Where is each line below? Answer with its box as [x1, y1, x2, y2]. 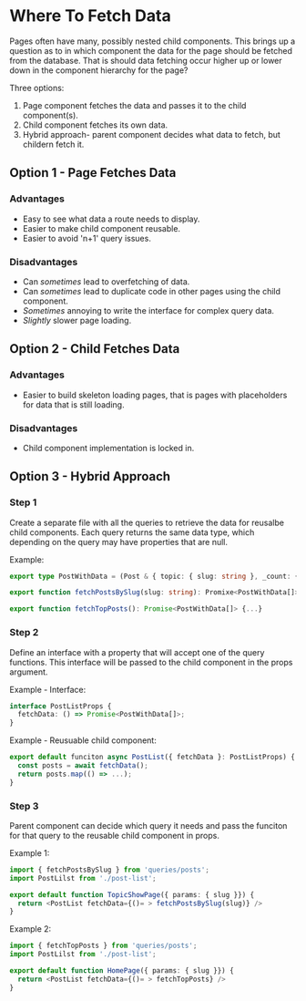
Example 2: [9, 924, 52, 934]
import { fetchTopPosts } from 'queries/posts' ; [9, 941, 198, 951]
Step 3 [9, 800, 39, 812]
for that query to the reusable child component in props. [9, 830, 220, 841]
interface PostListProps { [9, 701, 112, 711]
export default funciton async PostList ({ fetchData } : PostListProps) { [9, 753, 296, 762]
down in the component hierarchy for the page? [9, 65, 189, 76]
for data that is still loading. [22, 398, 125, 410]
